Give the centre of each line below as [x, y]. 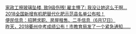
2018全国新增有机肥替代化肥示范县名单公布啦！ [55, 14]
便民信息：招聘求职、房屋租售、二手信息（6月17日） [61, 20]
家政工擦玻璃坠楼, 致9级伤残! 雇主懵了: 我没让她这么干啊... [66, 7]
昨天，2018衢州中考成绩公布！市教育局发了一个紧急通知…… [68, 26]
